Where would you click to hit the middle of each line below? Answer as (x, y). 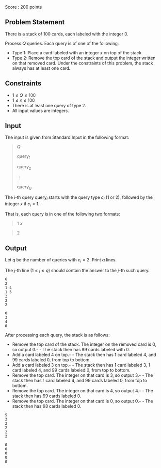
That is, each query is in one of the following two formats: (63, 214)
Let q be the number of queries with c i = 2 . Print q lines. (61, 260)
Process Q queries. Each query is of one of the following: (62, 43)
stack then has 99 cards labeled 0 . (47, 396)
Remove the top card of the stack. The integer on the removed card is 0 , (84, 344)
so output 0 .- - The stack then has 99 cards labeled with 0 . (71, 350)
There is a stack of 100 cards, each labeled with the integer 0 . (67, 34)
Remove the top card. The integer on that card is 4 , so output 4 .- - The (83, 391)
